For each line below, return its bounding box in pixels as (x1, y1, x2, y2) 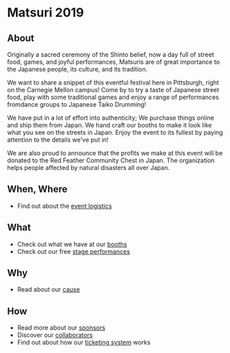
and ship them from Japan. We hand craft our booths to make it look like (7, 121, 212, 129)
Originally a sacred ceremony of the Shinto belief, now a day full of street (7, 50, 215, 58)
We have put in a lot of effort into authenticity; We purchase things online (7, 114, 215, 122)
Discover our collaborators (17, 331, 93, 339)
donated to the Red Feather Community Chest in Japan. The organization (7, 156, 215, 164)
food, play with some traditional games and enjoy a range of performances (7, 93, 219, 101)
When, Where (7, 184, 67, 195)
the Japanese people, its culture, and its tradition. (7, 65, 148, 73)
